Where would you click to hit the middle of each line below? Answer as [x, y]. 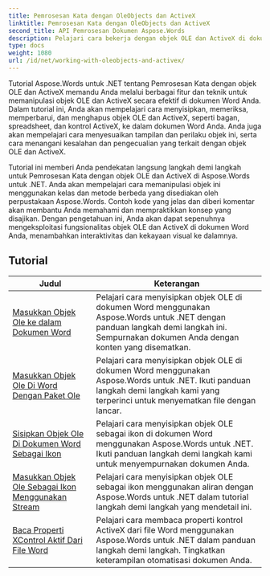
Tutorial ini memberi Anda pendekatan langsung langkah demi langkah [125, 167]
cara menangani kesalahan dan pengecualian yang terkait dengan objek [127, 143]
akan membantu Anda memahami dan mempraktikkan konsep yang [120, 210]
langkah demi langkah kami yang [158, 390]
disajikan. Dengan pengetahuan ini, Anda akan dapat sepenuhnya [117, 219]
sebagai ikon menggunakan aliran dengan [175, 487]
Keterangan [177, 284]
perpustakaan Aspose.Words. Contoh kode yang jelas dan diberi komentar [131, 201]
